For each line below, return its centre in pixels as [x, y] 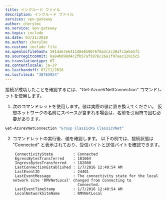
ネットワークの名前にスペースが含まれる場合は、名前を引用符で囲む [87, 112]
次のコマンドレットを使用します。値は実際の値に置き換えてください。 [84, 106]
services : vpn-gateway [29, 19]
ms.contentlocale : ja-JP [31, 65]
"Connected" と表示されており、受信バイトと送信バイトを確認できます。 [87, 145]
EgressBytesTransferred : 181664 [53, 158]
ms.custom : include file [31, 47]
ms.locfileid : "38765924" [32, 75]
